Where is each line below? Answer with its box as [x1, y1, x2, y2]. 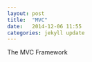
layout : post [7, 10, 45, 17]
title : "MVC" [7, 17, 48, 23]
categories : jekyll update [7, 29, 85, 37]
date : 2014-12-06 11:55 [7, 23, 82, 30]
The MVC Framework [7, 48, 68, 56]
